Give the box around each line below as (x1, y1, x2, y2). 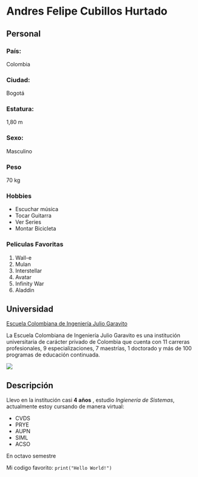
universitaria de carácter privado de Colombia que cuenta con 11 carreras (6, 338, 190, 346)
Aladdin (15, 286, 35, 293)
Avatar (15, 273, 32, 280)
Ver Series (15, 218, 41, 226)
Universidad (6, 304, 53, 315)
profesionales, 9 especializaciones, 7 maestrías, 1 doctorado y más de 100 (6, 345, 193, 352)
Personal (6, 29, 41, 39)
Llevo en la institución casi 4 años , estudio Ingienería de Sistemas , (6, 397, 175, 404)
